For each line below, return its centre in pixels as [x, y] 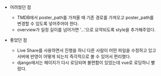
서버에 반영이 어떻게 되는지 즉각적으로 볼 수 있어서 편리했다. [74, 57]
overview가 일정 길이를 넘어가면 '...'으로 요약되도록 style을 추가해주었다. [86, 30]
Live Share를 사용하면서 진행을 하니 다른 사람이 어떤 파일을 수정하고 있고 [87, 50]
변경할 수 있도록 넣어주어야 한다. [48, 24]
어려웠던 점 [20, 7]
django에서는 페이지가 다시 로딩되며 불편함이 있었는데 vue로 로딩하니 [83, 63]
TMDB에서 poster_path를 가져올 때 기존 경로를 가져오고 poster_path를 [85, 18]
